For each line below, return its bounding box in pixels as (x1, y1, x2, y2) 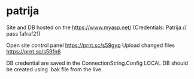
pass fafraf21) (6, 30, 41, 37)
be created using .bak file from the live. (6, 65, 103, 72)
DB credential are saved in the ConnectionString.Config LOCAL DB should (6, 59, 189, 67)
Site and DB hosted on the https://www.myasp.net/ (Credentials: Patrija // (6, 24, 187, 31)
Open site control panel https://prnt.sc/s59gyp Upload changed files (6, 42, 175, 49)
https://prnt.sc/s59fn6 (6, 48, 61, 55)
